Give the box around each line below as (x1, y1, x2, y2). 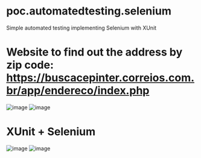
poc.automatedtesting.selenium (6, 4, 172, 18)
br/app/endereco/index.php (6, 84, 150, 98)
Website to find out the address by (6, 45, 183, 59)
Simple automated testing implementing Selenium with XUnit (6, 24, 157, 31)
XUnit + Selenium (6, 125, 95, 139)
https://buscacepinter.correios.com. (6, 71, 195, 85)
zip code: (6, 58, 54, 72)
